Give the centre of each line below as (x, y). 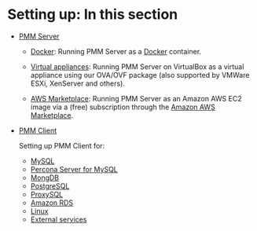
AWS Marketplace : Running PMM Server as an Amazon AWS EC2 (136, 98)
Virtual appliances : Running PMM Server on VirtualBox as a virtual (137, 66)
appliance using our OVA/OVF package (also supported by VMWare (140, 75)
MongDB (45, 178)
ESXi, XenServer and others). (77, 83)
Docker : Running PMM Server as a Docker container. (116, 51)
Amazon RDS (52, 203)
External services (59, 219)
